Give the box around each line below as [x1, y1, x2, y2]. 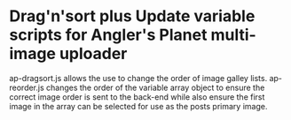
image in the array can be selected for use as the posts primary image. [9, 101, 268, 111]
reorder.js [9, 82, 44, 93]
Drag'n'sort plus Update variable [9, 6, 256, 26]
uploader [59, 44, 128, 64]
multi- [210, 25, 257, 45]
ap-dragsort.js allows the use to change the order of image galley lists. [9, 72, 268, 83]
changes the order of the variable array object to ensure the [45, 82, 265, 93]
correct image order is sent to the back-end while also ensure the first [9, 91, 265, 102]
